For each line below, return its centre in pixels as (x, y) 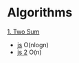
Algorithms (40, 13)
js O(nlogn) (33, 45)
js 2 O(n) (30, 52)
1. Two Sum (23, 32)
